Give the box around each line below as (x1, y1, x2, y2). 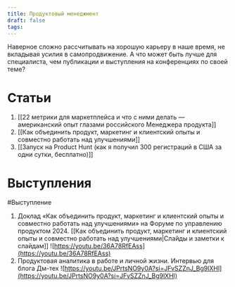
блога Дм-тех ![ (17, 264, 65, 273)
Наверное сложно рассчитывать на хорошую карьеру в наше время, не (7, 43, 225, 51)
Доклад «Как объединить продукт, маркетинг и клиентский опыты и (17, 212, 224, 220)
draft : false (7, 17, 46, 24)
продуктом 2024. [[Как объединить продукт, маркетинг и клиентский (17, 227, 227, 236)
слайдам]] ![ (17, 242, 55, 250)
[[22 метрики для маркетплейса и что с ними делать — (17, 113, 185, 122)
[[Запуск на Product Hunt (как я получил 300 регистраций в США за (17, 143, 222, 151)
